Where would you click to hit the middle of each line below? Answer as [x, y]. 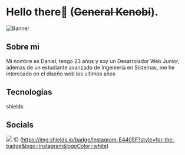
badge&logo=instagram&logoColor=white [57, 146]
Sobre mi [23, 47]
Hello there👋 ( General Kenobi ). [82, 12]
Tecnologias [29, 92]
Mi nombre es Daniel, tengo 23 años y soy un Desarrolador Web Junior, [93, 61]
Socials [20, 125]
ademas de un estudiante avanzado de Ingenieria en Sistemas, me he [90, 67]
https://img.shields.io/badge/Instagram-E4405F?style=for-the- [98, 140]
